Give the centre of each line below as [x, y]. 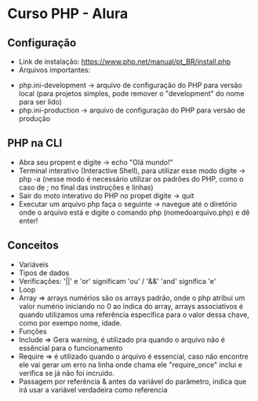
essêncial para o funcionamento [71, 348]
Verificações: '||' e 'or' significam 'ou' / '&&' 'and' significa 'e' [117, 281]
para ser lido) [40, 102]
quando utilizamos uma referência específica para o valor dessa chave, [134, 315]
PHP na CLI [35, 143]
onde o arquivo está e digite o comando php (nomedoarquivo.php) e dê [134, 212]
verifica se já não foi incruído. [67, 373]
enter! [28, 220]
